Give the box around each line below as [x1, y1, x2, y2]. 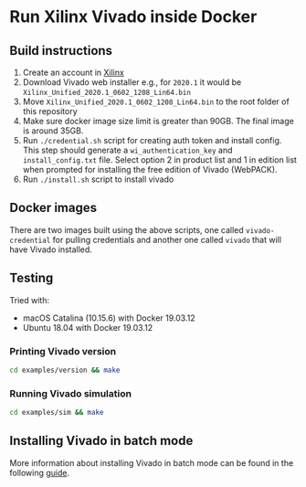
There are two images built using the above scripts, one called [9, 224, 244, 235]
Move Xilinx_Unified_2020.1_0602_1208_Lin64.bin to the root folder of [22, 96, 290, 107]
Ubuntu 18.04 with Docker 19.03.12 [22, 322, 153, 333]
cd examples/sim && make [9, 408, 104, 418]
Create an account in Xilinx [22, 67, 125, 78]
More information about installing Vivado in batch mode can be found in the [9, 457, 294, 468]
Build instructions [9, 43, 112, 58]
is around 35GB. [22, 125, 84, 136]
